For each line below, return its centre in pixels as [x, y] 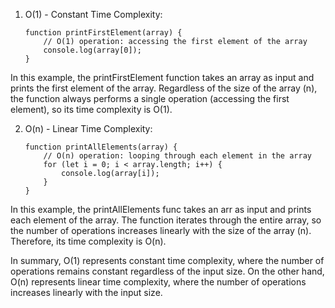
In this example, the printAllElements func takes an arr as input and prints [161, 209]
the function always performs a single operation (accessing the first [150, 98]
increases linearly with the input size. [86, 292]
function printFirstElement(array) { [103, 33]
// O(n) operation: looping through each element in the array [177, 156]
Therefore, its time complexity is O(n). [88, 241]
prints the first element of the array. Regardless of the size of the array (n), [164, 88]
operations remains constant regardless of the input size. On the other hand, [167, 271]
